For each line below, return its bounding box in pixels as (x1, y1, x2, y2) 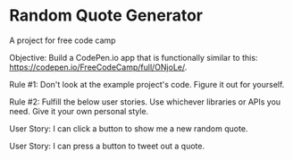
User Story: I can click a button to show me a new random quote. (9, 122, 248, 134)
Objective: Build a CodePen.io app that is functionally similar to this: (9, 52, 258, 63)
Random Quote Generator (9, 5, 204, 26)
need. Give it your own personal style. (9, 105, 149, 116)
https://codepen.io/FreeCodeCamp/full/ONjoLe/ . (9, 62, 188, 72)
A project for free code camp (9, 35, 116, 46)
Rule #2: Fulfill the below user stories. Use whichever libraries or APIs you (9, 96, 281, 107)
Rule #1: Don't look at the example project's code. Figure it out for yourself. (9, 79, 285, 89)
